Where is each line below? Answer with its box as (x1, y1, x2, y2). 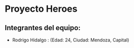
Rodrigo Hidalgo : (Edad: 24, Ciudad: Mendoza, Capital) (12, 37, 129, 43)
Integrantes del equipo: (5, 23, 81, 32)
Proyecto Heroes (5, 3, 78, 15)
